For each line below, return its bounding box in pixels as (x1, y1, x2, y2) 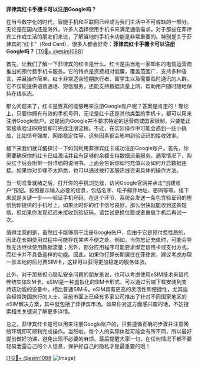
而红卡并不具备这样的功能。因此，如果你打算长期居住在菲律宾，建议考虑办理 (6, 251, 192, 258)
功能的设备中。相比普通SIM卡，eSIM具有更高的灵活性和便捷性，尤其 (16, 286, 183, 293)
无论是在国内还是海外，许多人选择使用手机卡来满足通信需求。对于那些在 (6, 26, 181, 33)
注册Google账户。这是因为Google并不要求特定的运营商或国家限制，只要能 (6, 118, 186, 124)
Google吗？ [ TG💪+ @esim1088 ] (6, 48, 84, 55)
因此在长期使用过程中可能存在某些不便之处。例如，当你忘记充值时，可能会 (6, 236, 187, 243)
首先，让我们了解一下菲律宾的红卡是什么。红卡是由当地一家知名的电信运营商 (6, 60, 192, 67)
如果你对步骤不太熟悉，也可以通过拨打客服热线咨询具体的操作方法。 (16, 167, 181, 174)
